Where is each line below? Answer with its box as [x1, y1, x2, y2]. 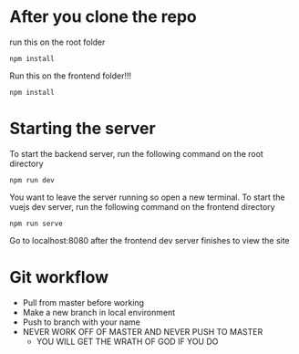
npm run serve [9, 219, 64, 228]
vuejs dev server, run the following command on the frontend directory [9, 201, 275, 212]
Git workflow [9, 267, 109, 288]
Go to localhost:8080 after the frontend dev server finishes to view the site [9, 234, 290, 245]
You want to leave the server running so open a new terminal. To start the [9, 192, 285, 203]
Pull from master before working [22, 297, 144, 307]
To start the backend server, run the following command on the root [9, 148, 264, 159]
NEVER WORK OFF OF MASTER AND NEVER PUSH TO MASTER [22, 326, 263, 337]
